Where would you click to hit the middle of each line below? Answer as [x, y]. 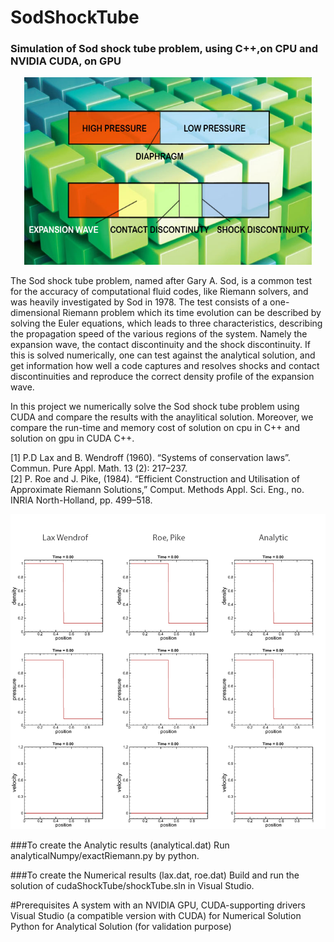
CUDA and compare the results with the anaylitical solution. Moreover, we [162, 417]
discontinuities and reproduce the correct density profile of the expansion [162, 377]
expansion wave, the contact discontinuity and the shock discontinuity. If [161, 345]
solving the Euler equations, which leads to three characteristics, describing [166, 323]
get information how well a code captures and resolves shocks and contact [165, 366]
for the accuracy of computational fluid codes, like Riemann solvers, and [159, 292]
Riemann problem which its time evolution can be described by [192, 313]
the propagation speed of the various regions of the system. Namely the [159, 334]
